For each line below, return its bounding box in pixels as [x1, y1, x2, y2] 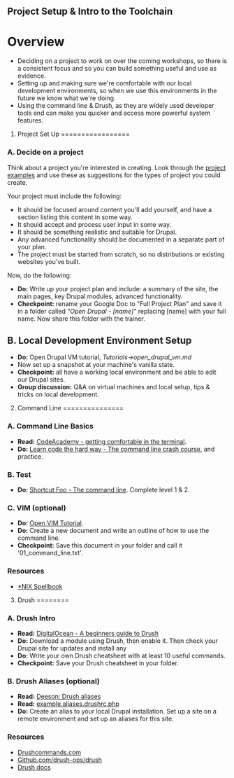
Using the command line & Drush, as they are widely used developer [17, 102, 214, 110]
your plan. [17, 242, 47, 251]
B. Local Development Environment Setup [7, 335, 192, 347]
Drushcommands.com [17, 748, 82, 756]
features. [17, 116, 44, 125]
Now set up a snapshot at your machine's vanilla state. [17, 361, 175, 369]
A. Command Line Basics [7, 422, 94, 431]
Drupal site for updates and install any [17, 644, 127, 652]
